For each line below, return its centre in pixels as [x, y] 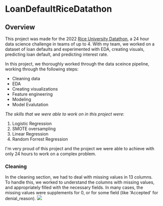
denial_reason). [20, 199]
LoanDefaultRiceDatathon [59, 9]
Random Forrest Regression [40, 139]
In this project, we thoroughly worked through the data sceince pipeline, [77, 64]
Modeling [22, 99]
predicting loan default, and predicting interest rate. [57, 54]
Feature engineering [32, 94]
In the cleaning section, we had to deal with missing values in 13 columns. [79, 177]
